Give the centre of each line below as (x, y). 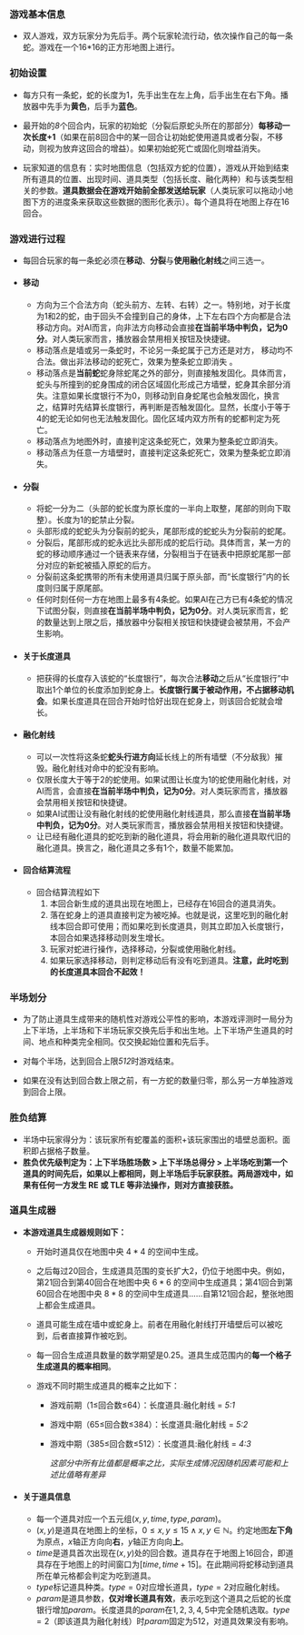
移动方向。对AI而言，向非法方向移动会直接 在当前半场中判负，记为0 (162, 328)
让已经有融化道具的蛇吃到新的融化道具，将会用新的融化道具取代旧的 (163, 836)
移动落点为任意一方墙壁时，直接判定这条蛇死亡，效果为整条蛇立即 (159, 453)
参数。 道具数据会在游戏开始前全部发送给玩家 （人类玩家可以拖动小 (162, 190)
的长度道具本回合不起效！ (98, 972)
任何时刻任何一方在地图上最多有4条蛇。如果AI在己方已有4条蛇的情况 (164, 600)
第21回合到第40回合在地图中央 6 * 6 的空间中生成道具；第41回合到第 (164, 1282)
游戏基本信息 (38, 14)
